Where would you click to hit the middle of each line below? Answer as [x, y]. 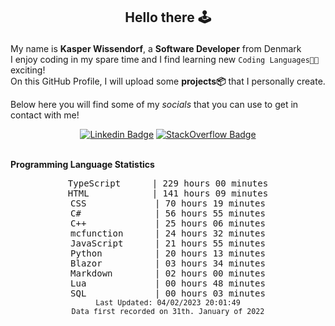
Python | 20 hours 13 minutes [168, 253]
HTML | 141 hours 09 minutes [168, 193]
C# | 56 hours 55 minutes [168, 213]
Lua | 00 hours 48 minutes [168, 283]
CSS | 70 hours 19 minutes [168, 203]
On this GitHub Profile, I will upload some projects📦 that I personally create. [168, 81]
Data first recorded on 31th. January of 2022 [168, 312]
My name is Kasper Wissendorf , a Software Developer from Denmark [156, 49]
